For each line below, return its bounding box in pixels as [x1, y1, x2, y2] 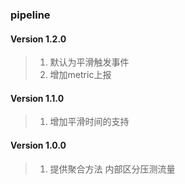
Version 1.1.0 [10, 92, 65, 104]
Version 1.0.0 [10, 139, 67, 151]
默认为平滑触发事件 [49, 56, 130, 68]
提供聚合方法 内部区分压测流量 [49, 163, 176, 175]
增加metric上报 [49, 69, 112, 81]
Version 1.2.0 [10, 33, 67, 45]
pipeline [10, 8, 51, 22]
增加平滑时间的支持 [49, 116, 130, 128]
